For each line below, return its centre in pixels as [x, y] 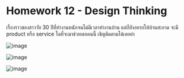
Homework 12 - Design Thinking [87, 11]
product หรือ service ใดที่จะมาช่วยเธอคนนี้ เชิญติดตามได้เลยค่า [71, 34]
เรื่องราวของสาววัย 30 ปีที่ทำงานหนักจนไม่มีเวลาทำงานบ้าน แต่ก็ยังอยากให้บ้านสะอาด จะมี [92, 27]
